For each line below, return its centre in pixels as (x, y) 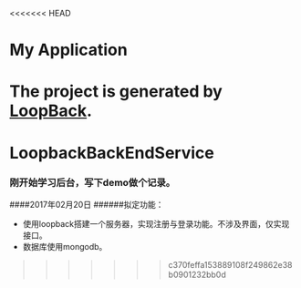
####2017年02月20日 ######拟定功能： (87, 204)
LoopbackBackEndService (112, 153)
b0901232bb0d (197, 274)
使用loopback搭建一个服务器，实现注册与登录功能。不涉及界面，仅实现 (156, 223)
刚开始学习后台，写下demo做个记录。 (93, 183)
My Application (68, 50)
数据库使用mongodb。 (65, 246)
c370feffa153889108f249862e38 (231, 264)
